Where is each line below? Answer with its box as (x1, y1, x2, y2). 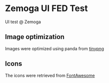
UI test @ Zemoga (5, 19, 41, 25)
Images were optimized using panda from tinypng (5, 45, 104, 51)
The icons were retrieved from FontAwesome (5, 72, 95, 78)
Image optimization (5, 33, 64, 41)
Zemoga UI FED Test (5, 3, 88, 14)
